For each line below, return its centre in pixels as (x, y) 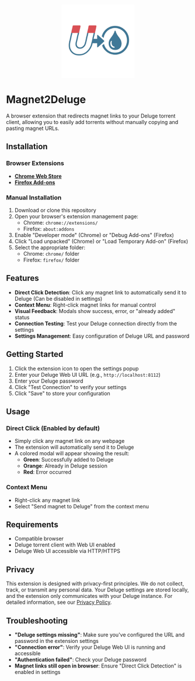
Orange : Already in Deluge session (65, 466)
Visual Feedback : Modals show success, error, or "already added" (95, 311)
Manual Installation (34, 197)
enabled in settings (37, 672)
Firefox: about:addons (49, 229)
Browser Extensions (35, 163)
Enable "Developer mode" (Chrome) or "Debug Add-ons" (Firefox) (94, 235)
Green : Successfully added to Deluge (68, 460)
